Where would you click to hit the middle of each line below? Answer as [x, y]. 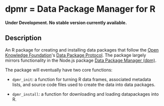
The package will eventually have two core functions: [59, 70]
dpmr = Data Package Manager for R [80, 9]
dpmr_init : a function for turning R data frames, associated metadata [82, 79]
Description [23, 38]
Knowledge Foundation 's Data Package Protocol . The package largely [76, 55]
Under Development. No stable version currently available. [66, 23]
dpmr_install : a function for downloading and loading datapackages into [85, 94]
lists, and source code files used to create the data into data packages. [84, 84]
